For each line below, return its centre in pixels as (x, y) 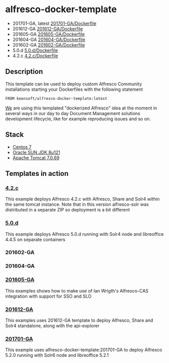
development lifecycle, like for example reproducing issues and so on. (78, 119)
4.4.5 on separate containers (35, 239)
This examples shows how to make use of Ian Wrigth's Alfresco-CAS (77, 291)
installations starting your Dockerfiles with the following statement (74, 89)
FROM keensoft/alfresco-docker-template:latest (56, 98)
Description (24, 72)
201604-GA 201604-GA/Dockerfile (49, 40)
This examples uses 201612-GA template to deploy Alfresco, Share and (79, 320)
